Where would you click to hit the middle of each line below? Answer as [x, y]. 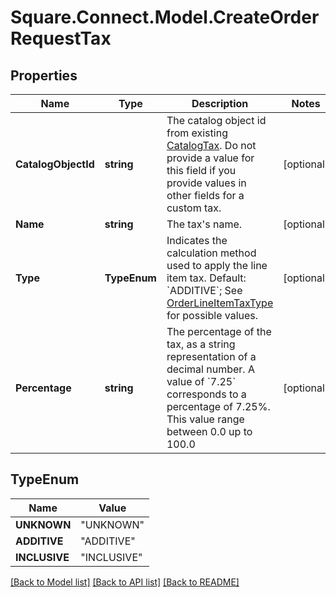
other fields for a [205, 195]
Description [220, 103]
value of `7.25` [201, 381]
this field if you [201, 170]
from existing [197, 133]
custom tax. [194, 208]
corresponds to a [206, 394]
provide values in [206, 183]
